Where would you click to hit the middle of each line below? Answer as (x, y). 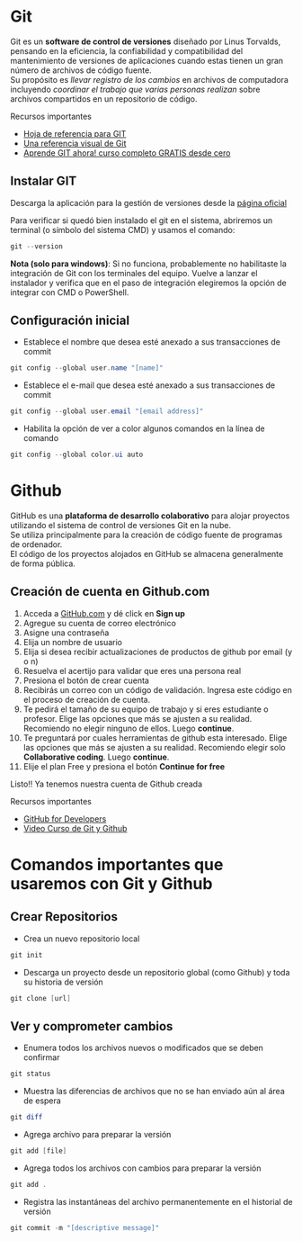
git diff (27, 1118)
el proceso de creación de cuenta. (87, 699)
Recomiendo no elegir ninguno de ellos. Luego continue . (129, 728)
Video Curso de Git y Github (75, 828)
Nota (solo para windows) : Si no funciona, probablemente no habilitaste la (148, 264)
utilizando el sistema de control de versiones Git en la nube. (121, 525)
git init (27, 955)
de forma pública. (43, 563)
